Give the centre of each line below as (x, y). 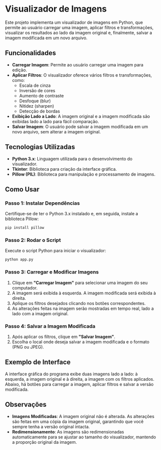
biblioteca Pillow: (22, 219)
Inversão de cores (37, 90)
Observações (26, 405)
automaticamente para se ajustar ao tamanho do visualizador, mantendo (84, 437)
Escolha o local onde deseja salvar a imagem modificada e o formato (81, 342)
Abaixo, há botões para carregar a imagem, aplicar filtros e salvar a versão (79, 384)
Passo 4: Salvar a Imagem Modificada (50, 326)
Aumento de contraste (42, 96)
